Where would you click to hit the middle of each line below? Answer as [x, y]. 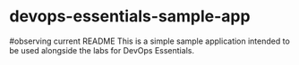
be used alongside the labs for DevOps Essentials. [102, 50]
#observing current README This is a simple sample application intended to [150, 41]
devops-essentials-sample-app [130, 16]
